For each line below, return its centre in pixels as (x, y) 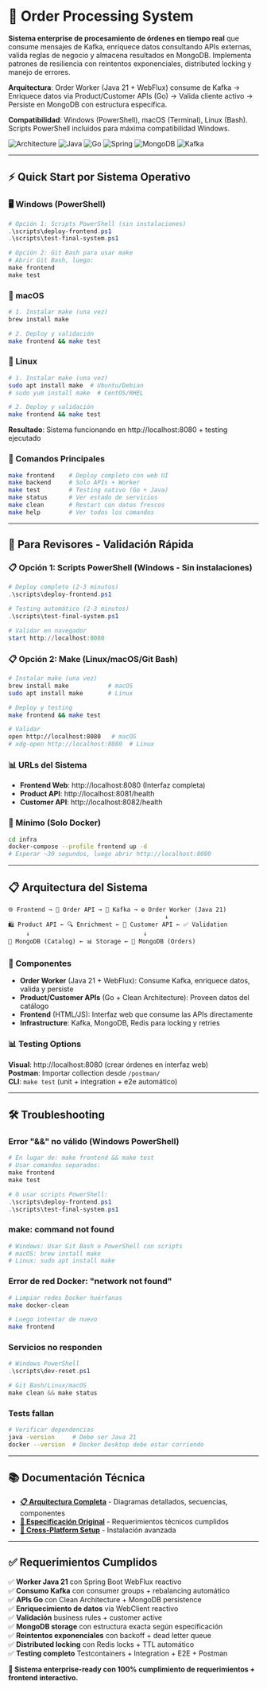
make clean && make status (53, 1393)
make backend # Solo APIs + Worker (74, 483)
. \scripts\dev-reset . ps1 (49, 1372)
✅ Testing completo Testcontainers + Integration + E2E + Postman (118, 1653)
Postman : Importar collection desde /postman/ (84, 1072)
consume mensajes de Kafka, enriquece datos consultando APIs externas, (130, 46)
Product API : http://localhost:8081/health (87, 794)
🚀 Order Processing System (101, 16)
